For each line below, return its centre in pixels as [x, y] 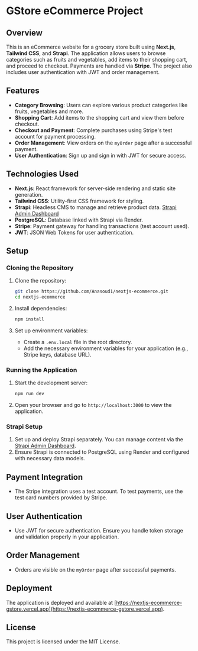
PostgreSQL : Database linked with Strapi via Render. [79, 220]
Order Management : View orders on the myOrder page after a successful [103, 143]
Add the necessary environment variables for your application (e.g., [106, 348]
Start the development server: [51, 383]
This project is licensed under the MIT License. [63, 642]
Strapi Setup [25, 426]
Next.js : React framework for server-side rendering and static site [95, 188]
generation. [29, 194]
